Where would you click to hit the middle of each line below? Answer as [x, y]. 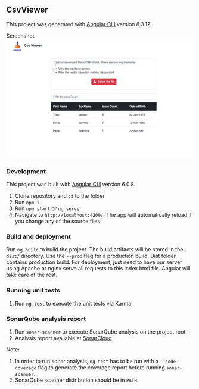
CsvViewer [27, 10]
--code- [169, 362]
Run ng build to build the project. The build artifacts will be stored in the [95, 250]
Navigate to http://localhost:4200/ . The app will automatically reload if [103, 215]
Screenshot [20, 36]
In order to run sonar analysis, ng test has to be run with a [87, 361]
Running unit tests [33, 290]
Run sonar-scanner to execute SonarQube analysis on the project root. [101, 332]
